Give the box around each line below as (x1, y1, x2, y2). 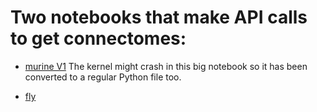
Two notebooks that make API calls (10, 6, 308, 29)
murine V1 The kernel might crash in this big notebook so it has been (24, 60, 308, 72)
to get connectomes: (10, 27, 187, 50)
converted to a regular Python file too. (24, 71, 182, 83)
